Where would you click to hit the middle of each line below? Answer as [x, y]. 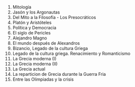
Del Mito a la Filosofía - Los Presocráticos [54, 17]
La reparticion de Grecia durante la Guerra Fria [59, 74]
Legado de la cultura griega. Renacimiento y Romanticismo [71, 53]
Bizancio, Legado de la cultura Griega [50, 48]
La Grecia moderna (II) [35, 64]
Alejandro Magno [30, 38]
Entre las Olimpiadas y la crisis [43, 79]
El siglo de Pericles [32, 33]
